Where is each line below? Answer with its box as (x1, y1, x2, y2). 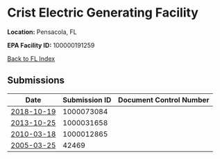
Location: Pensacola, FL (7, 28, 78, 36)
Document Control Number (117, 95, 210, 104)
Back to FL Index (7, 54, 56, 63)
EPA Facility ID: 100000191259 (7, 41, 95, 49)
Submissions (7, 75, 65, 86)
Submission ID (62, 95, 112, 104)
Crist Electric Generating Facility (7, 5, 199, 21)
